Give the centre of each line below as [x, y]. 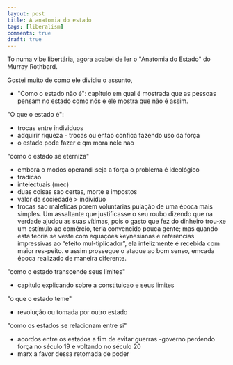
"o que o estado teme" [40, 299]
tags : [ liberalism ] [35, 26]
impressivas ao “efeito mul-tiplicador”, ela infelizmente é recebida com [119, 243]
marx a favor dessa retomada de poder [73, 354]
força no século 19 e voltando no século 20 [79, 347]
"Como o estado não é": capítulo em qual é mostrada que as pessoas [117, 94]
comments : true [29, 33]
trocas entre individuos [50, 128]
